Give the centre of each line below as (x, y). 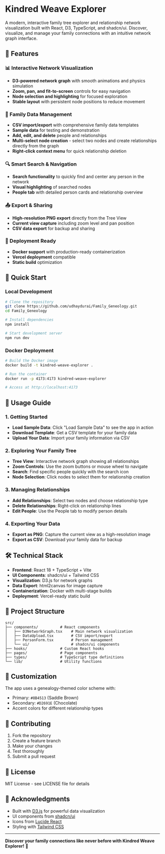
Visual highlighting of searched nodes (52, 187)
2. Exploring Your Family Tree (41, 451)
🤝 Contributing (28, 724)
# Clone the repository (29, 302)
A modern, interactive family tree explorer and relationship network (73, 23)
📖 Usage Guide (28, 403)
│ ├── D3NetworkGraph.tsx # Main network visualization (69, 631)
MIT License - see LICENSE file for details (47, 783)
